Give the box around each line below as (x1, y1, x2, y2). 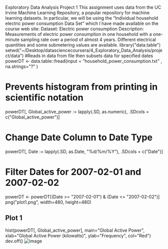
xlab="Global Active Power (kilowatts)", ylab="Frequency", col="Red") (5, 232, 151, 238)
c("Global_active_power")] (5, 114, 60, 120)
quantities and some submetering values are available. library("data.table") (5, 42, 161, 48)
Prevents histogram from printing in (5, 81, 158, 93)
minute (5, 36, 20, 43)
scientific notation (5, 92, 84, 103)
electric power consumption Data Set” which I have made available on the (5, 20, 159, 26)
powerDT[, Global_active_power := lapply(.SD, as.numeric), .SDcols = (5, 108, 149, 114)
